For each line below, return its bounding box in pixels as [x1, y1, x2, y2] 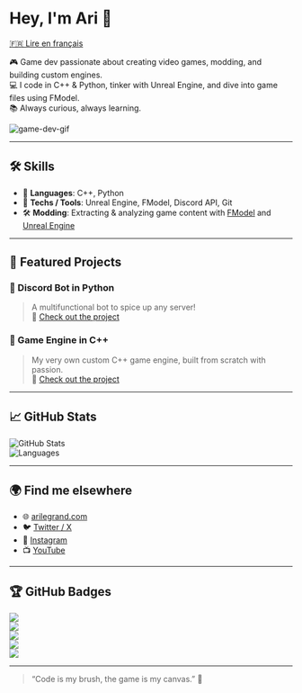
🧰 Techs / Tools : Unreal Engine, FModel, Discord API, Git [22, 197, 233, 208]
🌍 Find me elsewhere [9, 482, 133, 498]
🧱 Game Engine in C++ [9, 334, 110, 346]
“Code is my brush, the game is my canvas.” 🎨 [31, 674, 203, 685]
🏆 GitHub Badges [9, 584, 112, 599]
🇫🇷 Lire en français [9, 38, 84, 49]
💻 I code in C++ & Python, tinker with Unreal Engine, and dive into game [9, 79, 279, 90]
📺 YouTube [22, 544, 66, 556]
